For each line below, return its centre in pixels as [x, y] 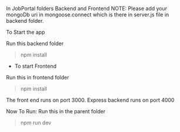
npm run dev [36, 123]
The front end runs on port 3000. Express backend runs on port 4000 [90, 100]
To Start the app [26, 32]
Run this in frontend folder [38, 77]
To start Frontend [35, 66]
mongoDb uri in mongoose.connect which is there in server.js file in [88, 15]
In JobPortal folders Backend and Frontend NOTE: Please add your [87, 8]
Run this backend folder [35, 44]
